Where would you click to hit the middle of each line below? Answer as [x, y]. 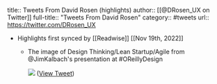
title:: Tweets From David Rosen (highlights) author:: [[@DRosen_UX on [108, 10]
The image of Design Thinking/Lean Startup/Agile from [106, 52]
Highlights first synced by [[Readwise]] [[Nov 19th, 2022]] [100, 38]
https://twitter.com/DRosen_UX [51, 25]
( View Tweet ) [56, 73]
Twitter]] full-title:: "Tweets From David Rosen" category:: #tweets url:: [108, 17]
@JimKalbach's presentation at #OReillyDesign [95, 59]
